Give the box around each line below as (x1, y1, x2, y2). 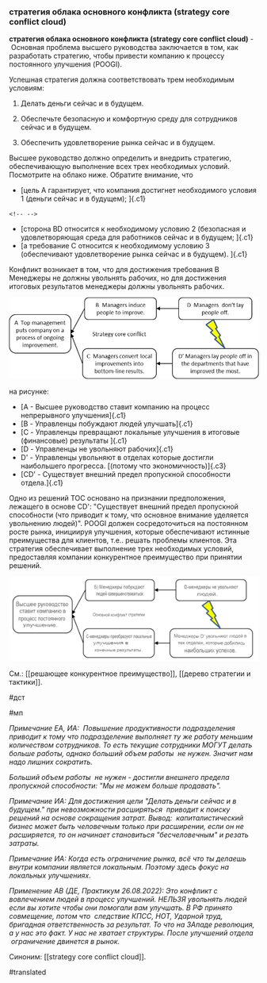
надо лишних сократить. (9, 757, 93, 767)
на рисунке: (9, 387, 50, 397)
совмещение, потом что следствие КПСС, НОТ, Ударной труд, (9, 912, 223, 921)
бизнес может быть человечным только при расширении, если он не (9, 822, 245, 831)
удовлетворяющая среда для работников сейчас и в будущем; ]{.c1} (20, 232, 254, 242)
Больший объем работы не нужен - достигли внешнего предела (9, 773, 230, 782)
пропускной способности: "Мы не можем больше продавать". (9, 781, 221, 791)
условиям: (9, 83, 44, 93)
